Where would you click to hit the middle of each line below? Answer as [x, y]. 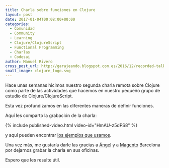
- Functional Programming [37, 47]
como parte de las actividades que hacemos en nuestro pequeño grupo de [83, 91]
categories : [18, 24]
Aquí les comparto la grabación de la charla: [51, 116]
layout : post [19, 15]
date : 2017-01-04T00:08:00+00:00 [40, 19]
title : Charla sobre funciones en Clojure [50, 10]
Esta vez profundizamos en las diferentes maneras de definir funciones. [80, 106]
